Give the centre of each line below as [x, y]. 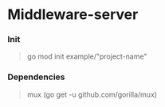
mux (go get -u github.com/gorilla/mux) [92, 94]
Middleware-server [73, 15]
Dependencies [36, 77]
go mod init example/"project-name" [87, 56]
